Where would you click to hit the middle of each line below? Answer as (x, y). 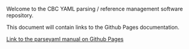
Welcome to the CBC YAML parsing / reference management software (95, 9)
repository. (20, 15)
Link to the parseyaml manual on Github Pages (65, 39)
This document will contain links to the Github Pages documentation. (93, 27)
